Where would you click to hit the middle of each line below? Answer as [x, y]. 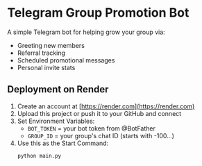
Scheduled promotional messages [66, 60]
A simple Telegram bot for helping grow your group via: [86, 32]
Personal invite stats [46, 67]
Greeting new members [51, 45]
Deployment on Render [58, 89]
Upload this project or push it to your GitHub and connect [99, 113]
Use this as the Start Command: [63, 143]
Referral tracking [41, 53]
